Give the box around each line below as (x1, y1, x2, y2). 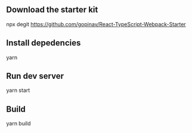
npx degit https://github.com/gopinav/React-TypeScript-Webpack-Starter (6, 20, 186, 27)
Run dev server (6, 71, 64, 81)
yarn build (6, 120, 31, 127)
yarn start (6, 86, 30, 94)
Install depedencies (6, 38, 81, 48)
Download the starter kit (6, 5, 98, 15)
